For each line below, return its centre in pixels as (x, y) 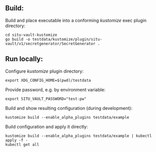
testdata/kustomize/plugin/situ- (67, 39)
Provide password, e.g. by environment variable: (55, 89)
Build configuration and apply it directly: (47, 126)
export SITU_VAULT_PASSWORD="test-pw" (46, 99)
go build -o (18, 39)
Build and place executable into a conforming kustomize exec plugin (76, 20)
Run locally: (24, 59)
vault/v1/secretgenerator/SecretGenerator (50, 44)
